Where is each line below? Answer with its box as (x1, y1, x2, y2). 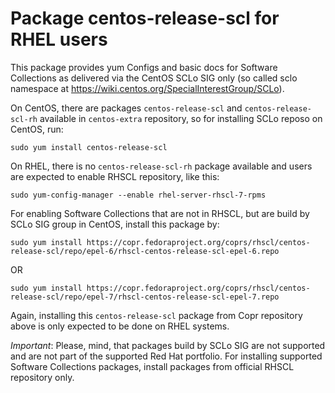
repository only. (10, 371, 75, 383)
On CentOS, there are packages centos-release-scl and (10, 102, 243, 114)
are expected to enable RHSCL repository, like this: (10, 170, 220, 182)
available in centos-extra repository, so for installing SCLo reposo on (39, 112, 323, 124)
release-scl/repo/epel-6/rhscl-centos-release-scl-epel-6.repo (10, 246, 280, 256)
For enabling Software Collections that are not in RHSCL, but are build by (10, 207, 310, 219)
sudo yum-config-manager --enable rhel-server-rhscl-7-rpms (10, 190, 267, 200)
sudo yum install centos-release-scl (10, 142, 168, 152)
